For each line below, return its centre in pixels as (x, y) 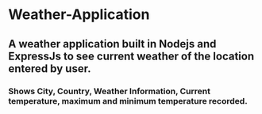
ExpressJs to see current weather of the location (131, 56)
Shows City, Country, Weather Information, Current (110, 91)
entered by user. (50, 68)
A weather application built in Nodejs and (112, 44)
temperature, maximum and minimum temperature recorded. (128, 101)
